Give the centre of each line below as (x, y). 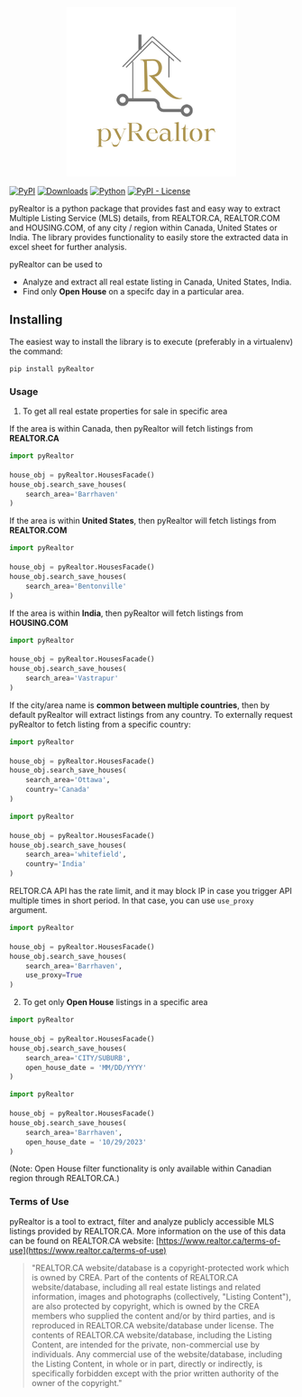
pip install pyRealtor (52, 368)
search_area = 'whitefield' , (76, 855)
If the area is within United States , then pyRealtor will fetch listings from (143, 521)
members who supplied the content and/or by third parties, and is (153, 1316)
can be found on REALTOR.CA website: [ (84, 1241)
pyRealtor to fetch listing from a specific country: (100, 724)
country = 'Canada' (58, 790)
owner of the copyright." (77, 1383)
